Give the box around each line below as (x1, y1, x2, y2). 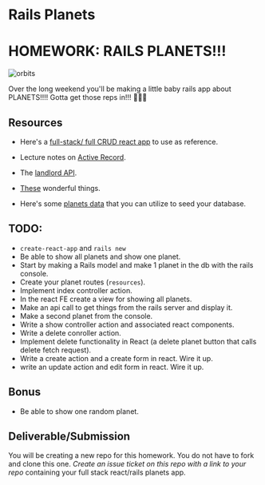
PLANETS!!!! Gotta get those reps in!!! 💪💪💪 (8, 93, 148, 102)
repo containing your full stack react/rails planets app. (8, 467, 186, 477)
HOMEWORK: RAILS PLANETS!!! (8, 42, 227, 61)
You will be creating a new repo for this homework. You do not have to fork (8, 451, 255, 460)
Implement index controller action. (19, 285, 133, 295)
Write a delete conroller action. (19, 328, 121, 337)
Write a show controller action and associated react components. (19, 320, 235, 329)
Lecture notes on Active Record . (19, 152, 126, 161)
